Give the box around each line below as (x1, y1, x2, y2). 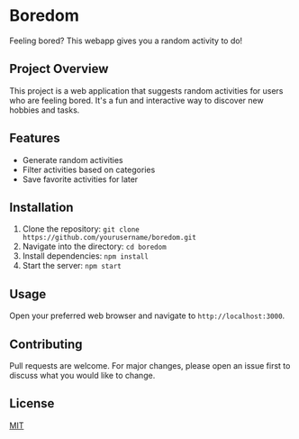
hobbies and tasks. (9, 105, 80, 115)
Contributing (9, 336, 83, 352)
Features (9, 131, 60, 146)
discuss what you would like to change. (9, 370, 156, 380)
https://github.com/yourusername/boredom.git (22, 233, 196, 242)
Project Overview (9, 61, 109, 77)
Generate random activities (22, 154, 123, 165)
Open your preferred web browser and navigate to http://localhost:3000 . (9, 310, 285, 321)
